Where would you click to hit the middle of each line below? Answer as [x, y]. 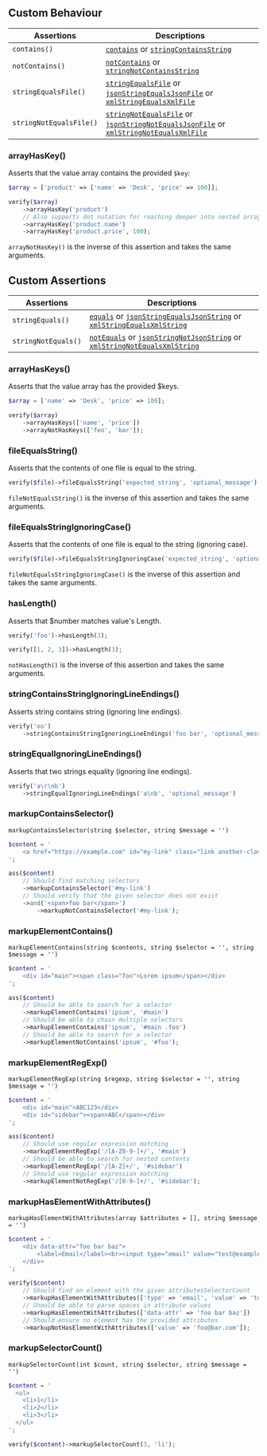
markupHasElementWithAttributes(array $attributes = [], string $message [133, 1218]
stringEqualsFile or [143, 83]
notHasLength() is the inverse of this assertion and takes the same [116, 665]
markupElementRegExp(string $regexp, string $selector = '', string [124, 1079]
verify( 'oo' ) [30, 726]
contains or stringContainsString [168, 49]
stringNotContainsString [153, 71]
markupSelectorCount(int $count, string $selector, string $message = [128, 1364]
